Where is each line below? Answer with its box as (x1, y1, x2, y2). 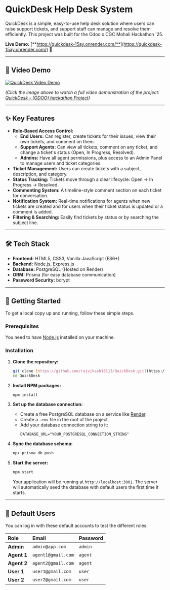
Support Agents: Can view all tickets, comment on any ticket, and (20, 144, 158, 150)
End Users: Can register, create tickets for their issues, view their (20, 133, 156, 139)
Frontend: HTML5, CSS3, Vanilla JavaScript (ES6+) (12, 256, 120, 262)
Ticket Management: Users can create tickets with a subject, (12, 165, 141, 171)
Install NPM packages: (12, 382, 61, 388)
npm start (12, 470, 34, 475)
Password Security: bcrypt (12, 277, 70, 283)
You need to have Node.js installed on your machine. (5, 334, 115, 340)
